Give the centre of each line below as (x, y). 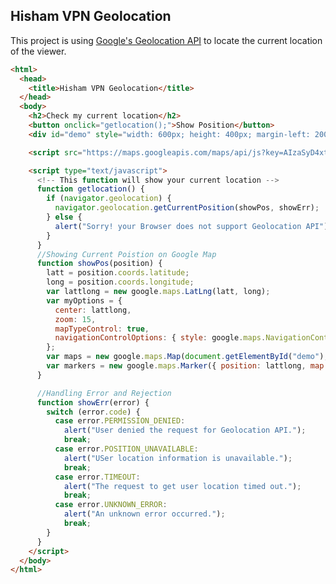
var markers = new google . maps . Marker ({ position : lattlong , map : (187, 366)
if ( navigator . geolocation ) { (109, 199)
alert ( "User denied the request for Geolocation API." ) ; (185, 430)
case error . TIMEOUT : (97, 477)
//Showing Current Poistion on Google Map (126, 254)
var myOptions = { (84, 300)
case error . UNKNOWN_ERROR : (111, 505)
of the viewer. (38, 51)
